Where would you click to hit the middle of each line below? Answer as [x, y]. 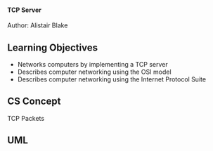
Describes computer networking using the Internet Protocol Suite [111, 79]
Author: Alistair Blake [38, 25]
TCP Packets [26, 118]
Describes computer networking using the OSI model [94, 72]
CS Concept [34, 101]
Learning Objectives [53, 47]
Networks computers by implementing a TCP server [93, 65]
